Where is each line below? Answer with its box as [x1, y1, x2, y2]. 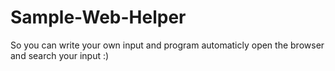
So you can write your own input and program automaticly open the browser [10, 39, 325, 51]
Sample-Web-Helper [10, 6, 187, 29]
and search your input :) [10, 49, 110, 61]
